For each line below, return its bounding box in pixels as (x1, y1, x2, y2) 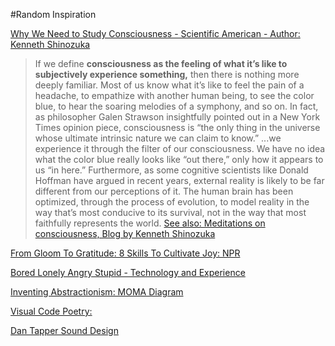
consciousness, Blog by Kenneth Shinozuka (34, 228, 216, 239)
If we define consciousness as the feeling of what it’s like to (34, 58, 288, 69)
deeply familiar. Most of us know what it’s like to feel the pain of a (34, 79, 305, 91)
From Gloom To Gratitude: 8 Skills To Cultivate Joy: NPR (10, 247, 241, 259)
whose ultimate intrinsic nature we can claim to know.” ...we (34, 132, 282, 144)
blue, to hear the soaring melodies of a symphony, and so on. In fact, (34, 100, 319, 112)
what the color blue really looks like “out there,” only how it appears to (34, 154, 324, 165)
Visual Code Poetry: (10, 305, 93, 317)
